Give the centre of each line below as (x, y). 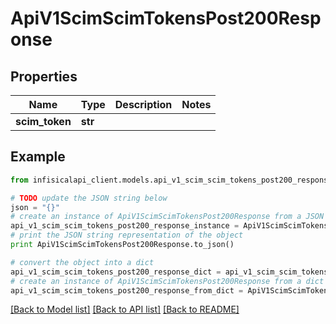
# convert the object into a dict (82, 262)
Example (38, 157)
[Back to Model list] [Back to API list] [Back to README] (125, 309)
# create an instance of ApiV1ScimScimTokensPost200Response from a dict (167, 281)
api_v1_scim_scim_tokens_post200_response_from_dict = (127, 290)
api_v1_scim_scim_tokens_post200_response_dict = (116, 272)
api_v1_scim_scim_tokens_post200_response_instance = (125, 226)
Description (143, 104)
